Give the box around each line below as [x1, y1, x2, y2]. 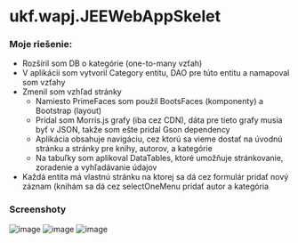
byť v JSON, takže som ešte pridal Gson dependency [35, 125, 230, 135]
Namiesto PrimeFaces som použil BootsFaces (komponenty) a [35, 96, 264, 107]
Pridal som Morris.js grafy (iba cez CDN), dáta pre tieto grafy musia [35, 115, 283, 126]
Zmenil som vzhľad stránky [21, 86, 122, 97]
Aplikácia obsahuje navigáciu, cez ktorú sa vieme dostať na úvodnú [35, 134, 283, 144]
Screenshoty [9, 203, 67, 215]
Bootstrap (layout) [35, 105, 102, 117]
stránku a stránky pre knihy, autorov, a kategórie [35, 143, 213, 154]
